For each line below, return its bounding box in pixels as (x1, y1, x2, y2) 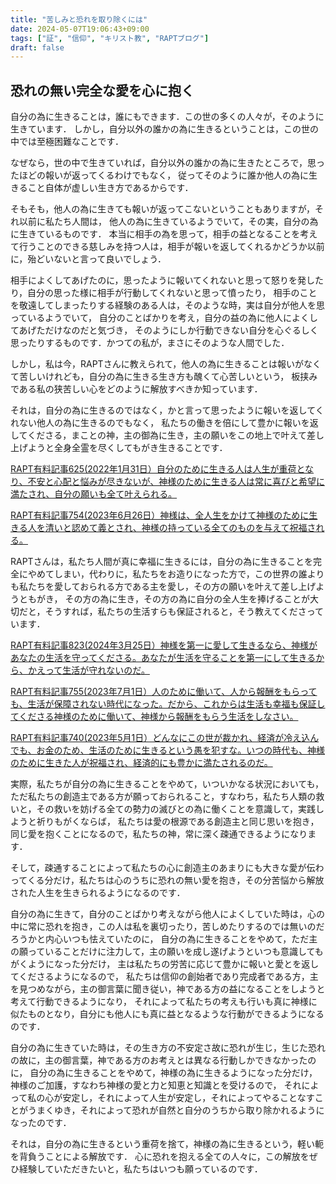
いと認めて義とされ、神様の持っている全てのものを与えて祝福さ (53, 522, 317, 534)
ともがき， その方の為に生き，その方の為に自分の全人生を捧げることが (18, 593, 311, 605)
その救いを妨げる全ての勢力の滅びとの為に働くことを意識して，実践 (36, 803, 316, 815)
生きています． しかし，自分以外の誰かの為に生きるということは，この (10, 123, 302, 135)
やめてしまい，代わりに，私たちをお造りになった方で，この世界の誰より (27, 568, 325, 580)
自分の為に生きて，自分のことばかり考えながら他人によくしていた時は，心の (10, 908, 325, 920)
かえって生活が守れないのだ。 (27, 664, 150, 676)
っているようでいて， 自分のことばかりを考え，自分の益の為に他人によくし (10, 312, 319, 324)
